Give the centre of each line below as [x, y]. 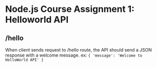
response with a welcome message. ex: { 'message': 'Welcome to [74, 55]
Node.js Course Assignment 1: [70, 9]
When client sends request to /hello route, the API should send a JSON [78, 50]
